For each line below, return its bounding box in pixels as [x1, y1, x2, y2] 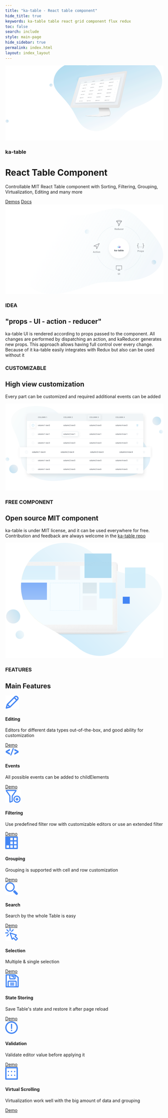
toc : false [5, 24, 28, 29]
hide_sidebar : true [5, 40, 46, 45]
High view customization [5, 380, 84, 389]
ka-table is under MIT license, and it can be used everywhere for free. [5, 527, 150, 533]
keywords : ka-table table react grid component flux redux [5, 19, 131, 24]
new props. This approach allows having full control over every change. [5, 341, 153, 347]
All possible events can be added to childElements [5, 774, 109, 780]
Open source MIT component [5, 514, 99, 523]
